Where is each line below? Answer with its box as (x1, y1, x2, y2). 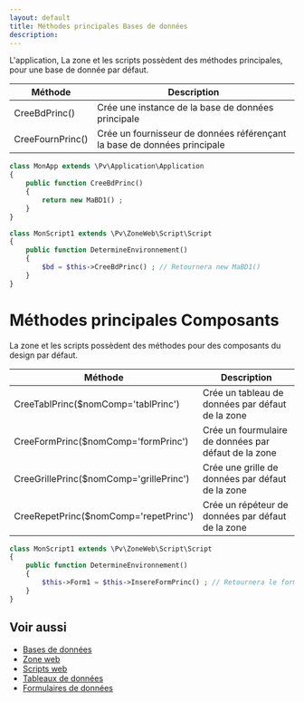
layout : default (9, 13, 71, 23)
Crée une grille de (202, 461, 279, 474)
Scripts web (22, 663, 68, 674)
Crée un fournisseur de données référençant (97, 128, 287, 140)
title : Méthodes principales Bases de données (9, 22, 188, 31)
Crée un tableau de (202, 386, 284, 399)
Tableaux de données (22, 672, 104, 684)
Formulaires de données (22, 682, 113, 693)
